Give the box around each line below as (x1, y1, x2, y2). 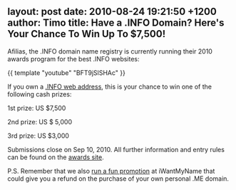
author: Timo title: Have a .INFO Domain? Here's (7, 17, 225, 29)
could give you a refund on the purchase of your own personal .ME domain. (7, 174, 230, 183)
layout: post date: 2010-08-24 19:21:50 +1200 (7, 6, 217, 18)
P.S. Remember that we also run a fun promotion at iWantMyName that (7, 166, 215, 175)
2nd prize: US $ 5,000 (7, 117, 73, 126)
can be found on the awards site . (7, 153, 105, 161)
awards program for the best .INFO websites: (7, 54, 140, 63)
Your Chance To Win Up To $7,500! (7, 28, 166, 40)
